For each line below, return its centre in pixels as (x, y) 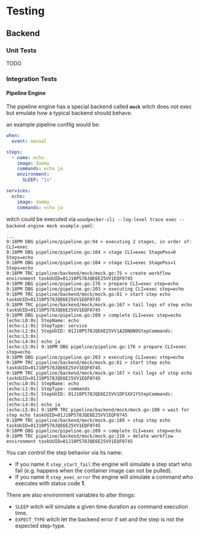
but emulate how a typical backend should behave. (69, 113)
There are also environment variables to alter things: (71, 495)
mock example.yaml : (70, 225)
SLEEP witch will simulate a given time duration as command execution (101, 506)
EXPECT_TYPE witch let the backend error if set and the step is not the (99, 519)
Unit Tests (22, 50)
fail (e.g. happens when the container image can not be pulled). (93, 470)
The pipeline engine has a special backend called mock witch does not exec (99, 107)
